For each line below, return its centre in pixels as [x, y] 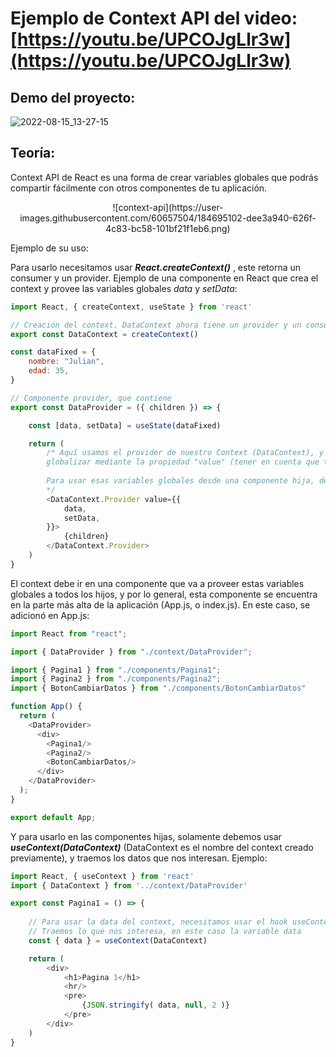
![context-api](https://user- [168, 207]
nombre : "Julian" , [66, 362]
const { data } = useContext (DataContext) [118, 940]
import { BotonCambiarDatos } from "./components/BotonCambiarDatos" [158, 688]
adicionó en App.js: [50, 615]
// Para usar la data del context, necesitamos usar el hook [158, 922]
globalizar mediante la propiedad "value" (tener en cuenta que [183, 462]
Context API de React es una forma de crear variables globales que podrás [164, 177]
